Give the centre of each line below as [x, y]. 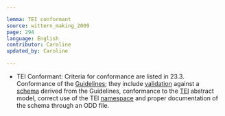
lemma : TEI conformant [39, 19]
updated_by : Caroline [37, 51]
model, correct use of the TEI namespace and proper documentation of [117, 98]
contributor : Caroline [39, 45]
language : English [33, 38]
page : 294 [21, 32]
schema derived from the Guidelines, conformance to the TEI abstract [115, 91]
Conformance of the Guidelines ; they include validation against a [108, 84]
